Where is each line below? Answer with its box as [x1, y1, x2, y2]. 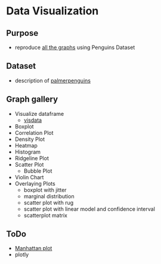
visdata [23, 116, 42, 124]
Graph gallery [6, 94, 58, 105]
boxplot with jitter [23, 186, 67, 194]
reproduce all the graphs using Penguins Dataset [14, 44, 135, 51]
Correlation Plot [14, 129, 54, 136]
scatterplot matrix [23, 211, 67, 219]
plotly [14, 251, 29, 258]
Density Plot [14, 136, 45, 143]
